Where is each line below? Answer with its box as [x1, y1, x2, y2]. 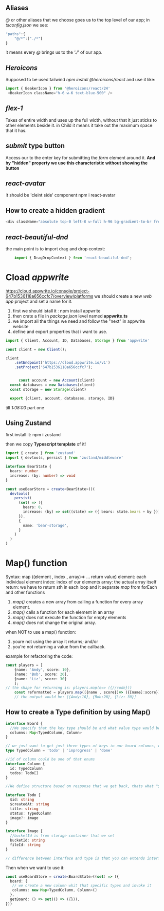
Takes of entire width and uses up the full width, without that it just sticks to [5, 117, 157, 123]
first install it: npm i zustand [5, 432, 61, 438]
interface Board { [5, 721, 43, 726]
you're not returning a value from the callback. [12, 644, 106, 649]
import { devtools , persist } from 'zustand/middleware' [5, 455, 124, 460]
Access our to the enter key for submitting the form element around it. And [5, 155, 156, 160]
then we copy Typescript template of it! [5, 441, 86, 447]
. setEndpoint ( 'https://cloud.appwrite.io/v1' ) [14, 360, 110, 365]
